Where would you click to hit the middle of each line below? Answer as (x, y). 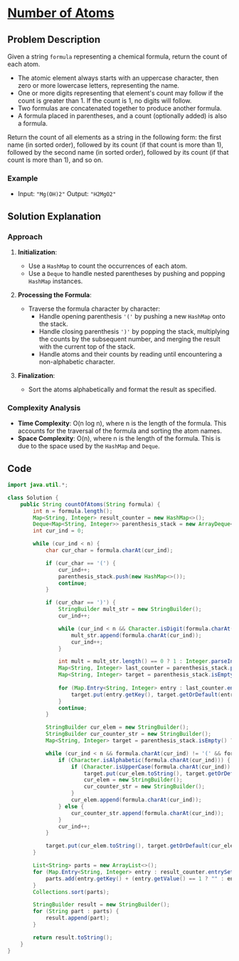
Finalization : (36, 375)
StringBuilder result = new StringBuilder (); (102, 905)
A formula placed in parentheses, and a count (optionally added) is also (122, 116)
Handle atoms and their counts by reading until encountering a (131, 354)
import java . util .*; (38, 485)
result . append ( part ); (78, 918)
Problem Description (54, 40)
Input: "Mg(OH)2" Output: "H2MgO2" (67, 194)
